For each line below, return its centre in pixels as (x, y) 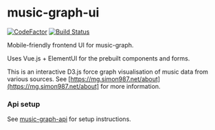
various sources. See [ (39, 79)
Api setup (24, 104)
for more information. (131, 86)
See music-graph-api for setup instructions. (69, 119)
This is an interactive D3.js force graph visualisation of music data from (107, 72)
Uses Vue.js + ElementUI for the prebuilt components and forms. (99, 58)
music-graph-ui (53, 13)
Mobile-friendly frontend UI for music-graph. (70, 45)
